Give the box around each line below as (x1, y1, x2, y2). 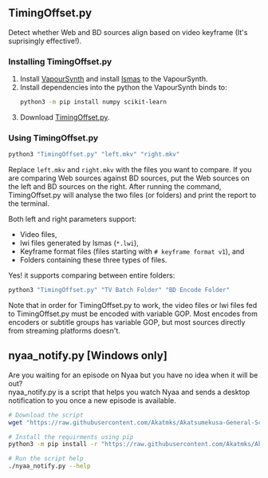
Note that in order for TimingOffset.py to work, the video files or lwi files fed (8, 301, 258, 310)
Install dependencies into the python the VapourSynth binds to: (19, 83, 227, 93)
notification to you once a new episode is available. (8, 395, 177, 405)
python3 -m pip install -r (8, 440, 98, 448)
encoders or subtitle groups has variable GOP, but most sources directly (8, 318, 246, 327)
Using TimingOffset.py (8, 132, 99, 143)
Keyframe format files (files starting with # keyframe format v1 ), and (19, 247, 245, 256)
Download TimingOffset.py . (19, 112, 110, 122)
